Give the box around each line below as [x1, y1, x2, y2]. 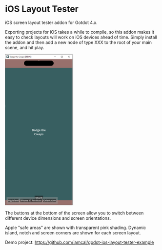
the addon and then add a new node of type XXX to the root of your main [5, 39, 152, 45]
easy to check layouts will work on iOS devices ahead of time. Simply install [5, 34, 157, 40]
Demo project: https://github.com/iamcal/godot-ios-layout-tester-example [5, 239, 154, 245]
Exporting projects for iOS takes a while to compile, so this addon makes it [5, 29, 155, 35]
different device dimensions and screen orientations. [5, 215, 111, 221]
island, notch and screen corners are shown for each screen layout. [5, 229, 141, 235]
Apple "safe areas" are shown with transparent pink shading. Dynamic [5, 225, 146, 230]
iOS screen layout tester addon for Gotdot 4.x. [5, 20, 98, 25]
